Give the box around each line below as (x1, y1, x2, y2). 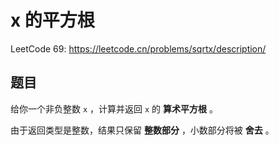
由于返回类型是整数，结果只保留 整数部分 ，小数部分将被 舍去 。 (10, 124, 275, 136)
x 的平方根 (10, 9, 95, 32)
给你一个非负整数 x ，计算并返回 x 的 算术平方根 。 (10, 102, 218, 115)
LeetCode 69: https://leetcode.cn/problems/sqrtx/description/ (10, 42, 267, 55)
